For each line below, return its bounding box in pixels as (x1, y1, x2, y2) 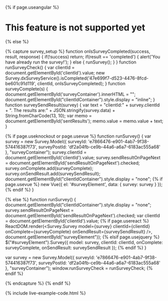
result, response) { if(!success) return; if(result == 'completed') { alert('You (5, 53, 160, 59)
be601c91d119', (5, 80, 37, 86)
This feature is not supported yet (5, 22, 145, 33)
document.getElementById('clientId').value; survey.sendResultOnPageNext (5, 154, 161, 160)
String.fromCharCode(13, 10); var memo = (5, 112, 92, 118)
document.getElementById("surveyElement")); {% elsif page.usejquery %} (5, 234, 160, 240)
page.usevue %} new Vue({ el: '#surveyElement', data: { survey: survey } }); (5, 181, 162, 187)
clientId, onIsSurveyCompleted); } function (37, 80, 126, 86)
